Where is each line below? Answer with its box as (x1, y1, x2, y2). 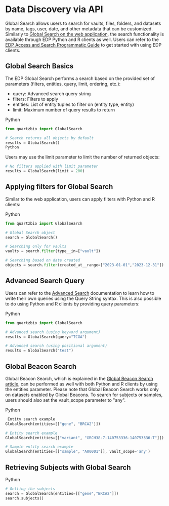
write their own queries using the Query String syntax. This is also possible (5, 295, 161, 301)
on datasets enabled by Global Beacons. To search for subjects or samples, (5, 392, 163, 398)
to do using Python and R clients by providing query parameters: (5, 300, 140, 307)
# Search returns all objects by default (5, 135, 94, 140)
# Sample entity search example (5, 444, 73, 449)
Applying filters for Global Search (5, 182, 113, 191)
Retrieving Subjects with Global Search (5, 463, 131, 472)
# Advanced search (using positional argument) (5, 343, 108, 348)
